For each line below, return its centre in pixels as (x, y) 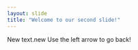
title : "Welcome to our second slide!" (64, 20)
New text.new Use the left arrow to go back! (69, 39)
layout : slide (27, 13)
